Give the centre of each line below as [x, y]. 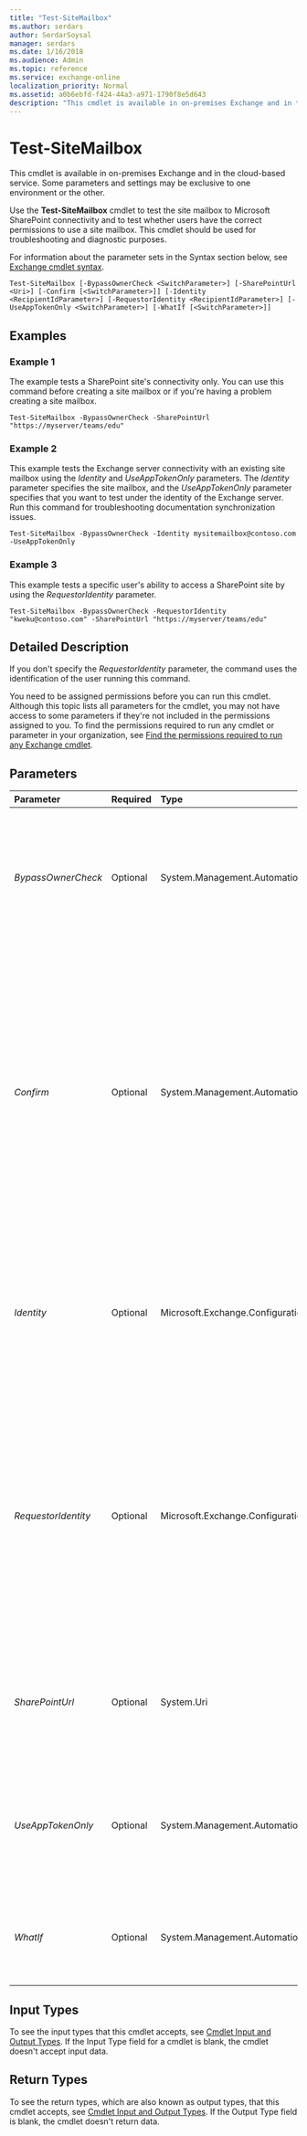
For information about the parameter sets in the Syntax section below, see [148, 258]
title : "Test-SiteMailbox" [61, 18]
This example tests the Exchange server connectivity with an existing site [148, 469]
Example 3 [33, 565]
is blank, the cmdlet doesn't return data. [85, 2121]
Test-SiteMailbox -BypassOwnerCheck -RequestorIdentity [118, 611]
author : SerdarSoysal [51, 35]
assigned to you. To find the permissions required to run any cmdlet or [142, 725]
